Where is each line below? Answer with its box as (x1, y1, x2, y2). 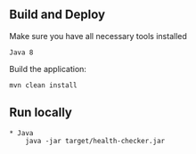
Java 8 (9, 48, 34, 57)
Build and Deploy (9, 7, 105, 22)
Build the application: (9, 63, 87, 74)
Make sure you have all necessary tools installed (9, 30, 187, 41)
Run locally (9, 105, 73, 120)
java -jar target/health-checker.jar (25, 136, 166, 145)
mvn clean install (9, 80, 78, 90)
